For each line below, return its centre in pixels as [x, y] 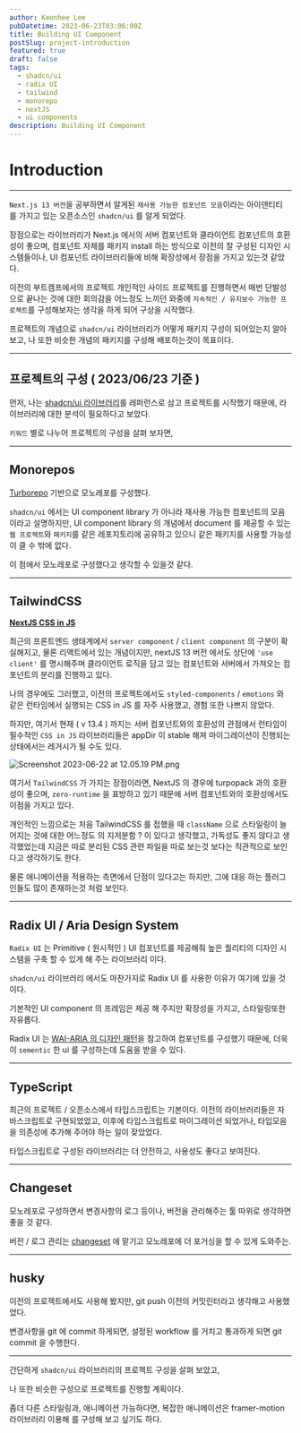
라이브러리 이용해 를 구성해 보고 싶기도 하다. [86, 1419]
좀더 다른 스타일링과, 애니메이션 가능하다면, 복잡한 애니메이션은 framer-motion [147, 1408]
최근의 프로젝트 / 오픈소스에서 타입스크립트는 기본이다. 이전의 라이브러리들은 [142, 1110]
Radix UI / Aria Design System [94, 925]
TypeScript [41, 1087]
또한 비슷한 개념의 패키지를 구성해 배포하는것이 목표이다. [136, 339]
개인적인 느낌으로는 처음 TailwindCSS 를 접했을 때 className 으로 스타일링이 [143, 824]
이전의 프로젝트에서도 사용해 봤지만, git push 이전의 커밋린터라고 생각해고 [138, 1300]
